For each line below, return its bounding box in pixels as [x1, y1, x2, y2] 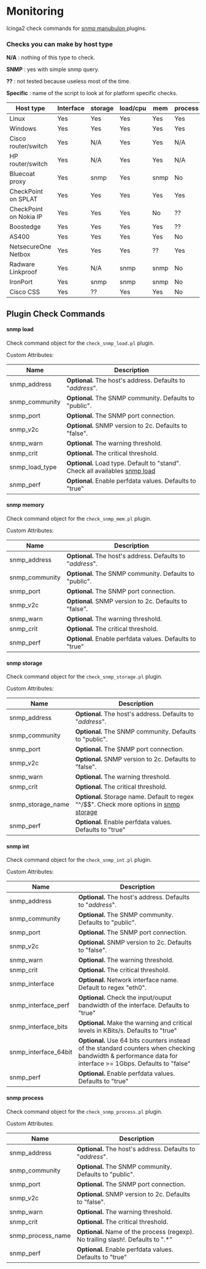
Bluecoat [9, 170, 36, 178]
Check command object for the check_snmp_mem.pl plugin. [6, 515, 152, 523]
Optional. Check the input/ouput [78, 994, 172, 1002]
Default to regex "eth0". [78, 983, 147, 992]
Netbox [9, 250, 31, 259]
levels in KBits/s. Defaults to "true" [78, 1026, 177, 1035]
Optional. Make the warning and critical [78, 1019, 193, 1027]
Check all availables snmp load [66, 466, 156, 475]
